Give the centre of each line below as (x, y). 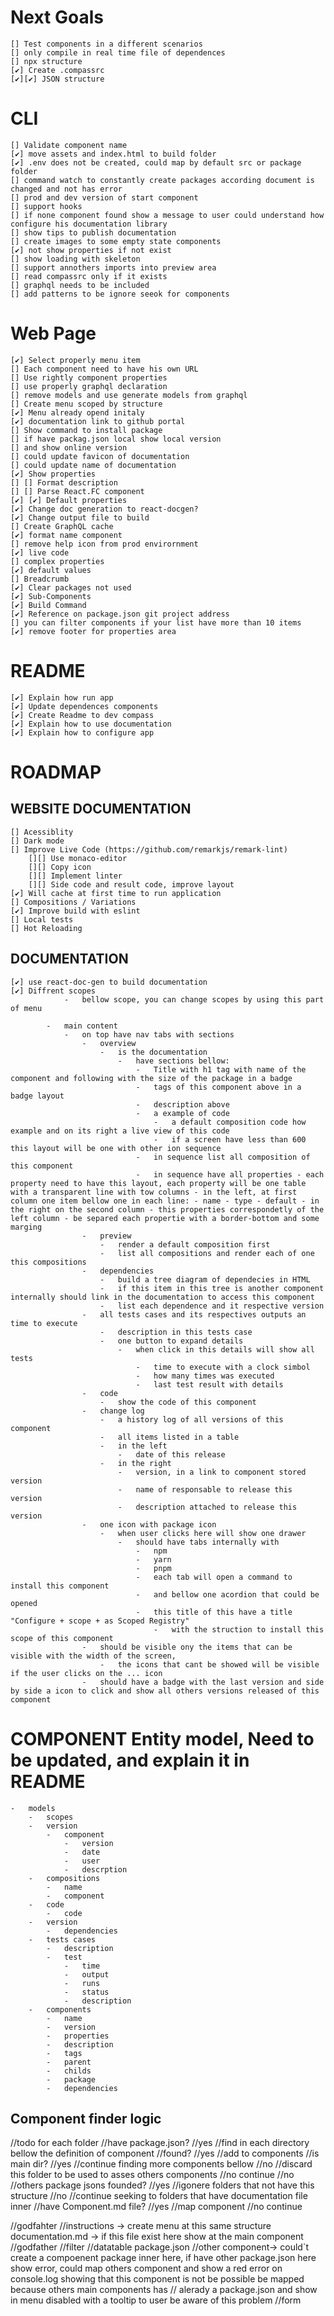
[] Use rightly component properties (89, 377)
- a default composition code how (230, 1122)
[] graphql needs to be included (80, 285)
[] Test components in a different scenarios (106, 44)
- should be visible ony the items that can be (187, 1647)
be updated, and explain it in (130, 1760)
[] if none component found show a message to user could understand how (167, 215)
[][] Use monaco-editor (78, 858)
